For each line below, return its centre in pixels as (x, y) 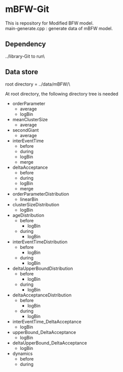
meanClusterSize (30, 119)
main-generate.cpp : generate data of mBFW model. (59, 28)
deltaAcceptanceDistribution (42, 295)
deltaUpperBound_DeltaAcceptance (50, 343)
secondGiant (25, 130)
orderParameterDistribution (40, 194)
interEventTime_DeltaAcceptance (47, 321)
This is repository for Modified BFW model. (49, 23)
